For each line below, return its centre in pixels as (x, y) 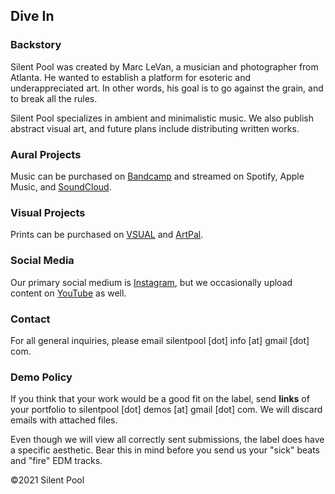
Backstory (36, 45)
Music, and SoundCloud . (61, 186)
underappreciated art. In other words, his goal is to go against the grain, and (167, 88)
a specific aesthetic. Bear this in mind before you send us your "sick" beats (165, 450)
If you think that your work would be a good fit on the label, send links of (160, 399)
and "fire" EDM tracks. (56, 461)
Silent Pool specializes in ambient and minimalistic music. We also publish (162, 118)
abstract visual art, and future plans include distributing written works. (155, 128)
